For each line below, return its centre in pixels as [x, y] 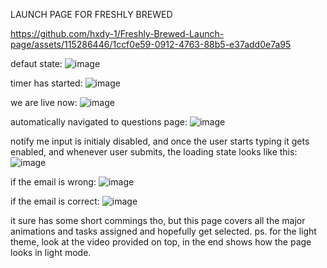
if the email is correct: [55, 201]
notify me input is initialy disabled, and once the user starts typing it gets [160, 141]
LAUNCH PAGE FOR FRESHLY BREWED [91, 14]
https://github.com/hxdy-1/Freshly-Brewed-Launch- [117, 33]
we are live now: [44, 102]
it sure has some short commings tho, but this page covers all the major [158, 220]
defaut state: [36, 63]
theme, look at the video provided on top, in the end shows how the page [161, 242]
